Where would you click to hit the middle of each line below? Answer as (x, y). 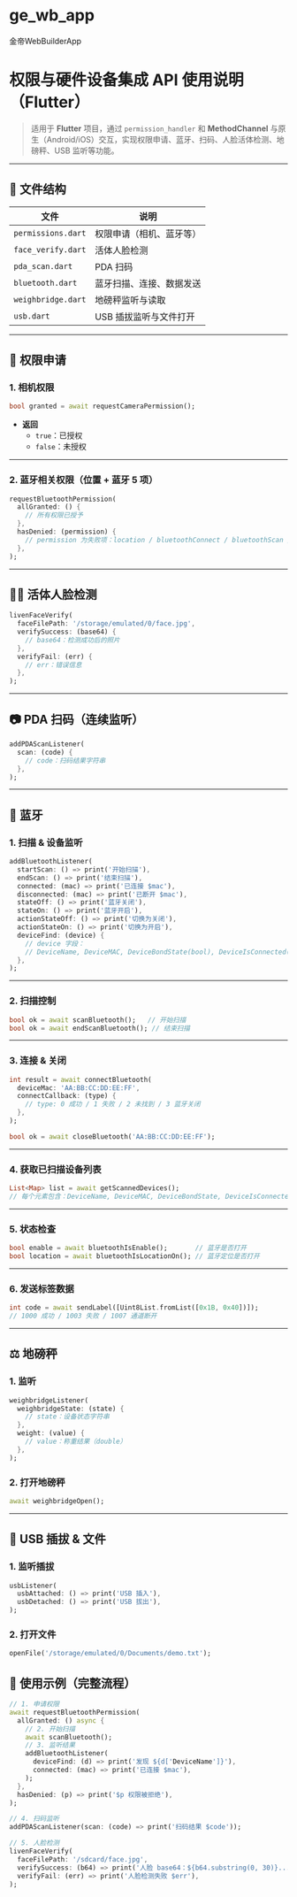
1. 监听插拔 (32, 1567)
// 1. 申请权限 (34, 1704)
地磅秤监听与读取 (130, 300)
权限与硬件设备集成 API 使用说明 (127, 80)
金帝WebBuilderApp (46, 41)
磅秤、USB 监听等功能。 (75, 150)
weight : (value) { (51, 1433)
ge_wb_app (52, 15)
